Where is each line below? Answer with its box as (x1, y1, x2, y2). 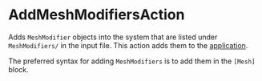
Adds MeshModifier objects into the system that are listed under (8, 32, 218, 42)
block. (8, 64, 30, 74)
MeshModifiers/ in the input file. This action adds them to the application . (8, 40, 248, 50)
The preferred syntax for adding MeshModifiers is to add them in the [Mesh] (8, 56, 256, 66)
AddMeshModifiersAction (8, 6, 185, 24)
